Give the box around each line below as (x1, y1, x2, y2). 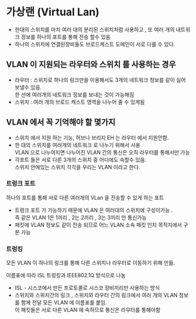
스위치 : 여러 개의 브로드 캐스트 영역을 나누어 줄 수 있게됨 (14, 98, 145, 105)
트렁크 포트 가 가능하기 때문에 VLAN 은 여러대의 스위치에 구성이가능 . (14, 207, 173, 214)
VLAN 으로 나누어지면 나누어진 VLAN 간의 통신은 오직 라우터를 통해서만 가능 (14, 148, 190, 156)
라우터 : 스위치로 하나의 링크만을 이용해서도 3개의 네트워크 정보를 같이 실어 (14, 76, 187, 83)
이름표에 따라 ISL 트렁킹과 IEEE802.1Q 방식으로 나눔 (6, 272, 126, 279)
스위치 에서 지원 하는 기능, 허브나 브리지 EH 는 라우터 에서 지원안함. (14, 134, 169, 141)
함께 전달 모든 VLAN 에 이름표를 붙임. (21, 299, 107, 306)
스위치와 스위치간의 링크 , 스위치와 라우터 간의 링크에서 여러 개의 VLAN (14, 292, 178, 299)
